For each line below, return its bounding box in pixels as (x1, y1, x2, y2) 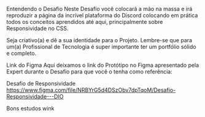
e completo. (6, 50, 37, 57)
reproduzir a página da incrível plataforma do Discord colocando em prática (6, 12, 198, 19)
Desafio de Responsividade (6, 80, 75, 87)
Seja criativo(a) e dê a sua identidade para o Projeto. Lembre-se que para (6, 37, 192, 43)
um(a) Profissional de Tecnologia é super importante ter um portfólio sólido (6, 43, 196, 50)
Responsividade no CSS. (6, 25, 69, 32)
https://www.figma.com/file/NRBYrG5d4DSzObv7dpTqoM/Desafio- (6, 86, 176, 94)
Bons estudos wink (6, 105, 55, 112)
